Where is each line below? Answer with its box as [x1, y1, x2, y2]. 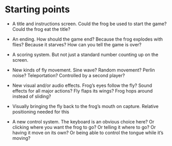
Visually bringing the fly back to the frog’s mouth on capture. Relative [12, 103, 159, 109]
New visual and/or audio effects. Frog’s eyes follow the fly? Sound [12, 82, 152, 88]
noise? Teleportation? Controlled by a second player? [12, 72, 125, 78]
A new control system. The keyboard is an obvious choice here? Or [12, 118, 155, 124]
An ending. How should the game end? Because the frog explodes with [12, 36, 163, 42]
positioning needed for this [12, 108, 70, 115]
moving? [12, 135, 31, 141]
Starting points [5, 4, 70, 15]
